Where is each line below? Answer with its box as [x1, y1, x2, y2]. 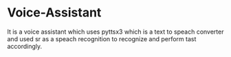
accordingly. [7, 42, 43, 50]
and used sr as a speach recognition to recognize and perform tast [7, 34, 197, 43]
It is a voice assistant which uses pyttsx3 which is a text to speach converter [7, 27, 224, 36]
